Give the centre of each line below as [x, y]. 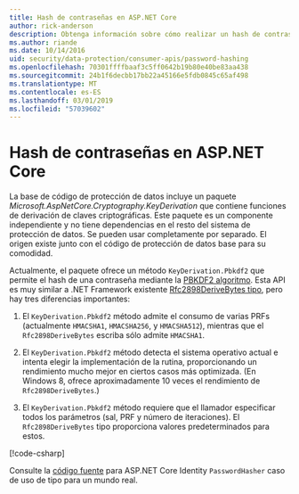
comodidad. [31, 253]
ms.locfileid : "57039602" [57, 109]
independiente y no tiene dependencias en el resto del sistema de [130, 225]
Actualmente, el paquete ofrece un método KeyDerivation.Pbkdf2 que [137, 271]
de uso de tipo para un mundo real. [73, 480]
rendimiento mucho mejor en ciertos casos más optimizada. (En [139, 372]
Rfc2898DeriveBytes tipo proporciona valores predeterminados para [145, 427]
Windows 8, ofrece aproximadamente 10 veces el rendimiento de [141, 381]
